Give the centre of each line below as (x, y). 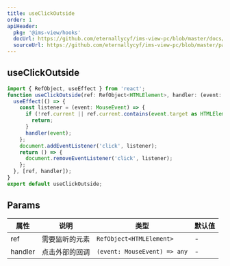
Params (24, 205)
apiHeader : (23, 26)
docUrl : (24, 39)
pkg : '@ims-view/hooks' (47, 32)
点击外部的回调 (66, 252)
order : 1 (20, 20)
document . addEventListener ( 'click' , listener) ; (88, 146)
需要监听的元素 (66, 239)
